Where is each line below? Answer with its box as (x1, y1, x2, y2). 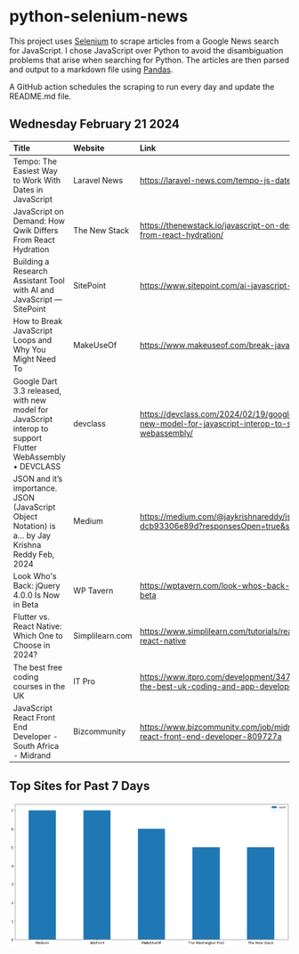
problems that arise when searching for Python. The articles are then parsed (9, 54, 289, 65)
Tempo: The (12, 156, 58, 167)
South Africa (12, 740, 60, 751)
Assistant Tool (12, 275, 65, 286)
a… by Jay (12, 530, 52, 541)
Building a (12, 257, 50, 266)
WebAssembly (12, 452, 67, 462)
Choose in (12, 640, 51, 651)
